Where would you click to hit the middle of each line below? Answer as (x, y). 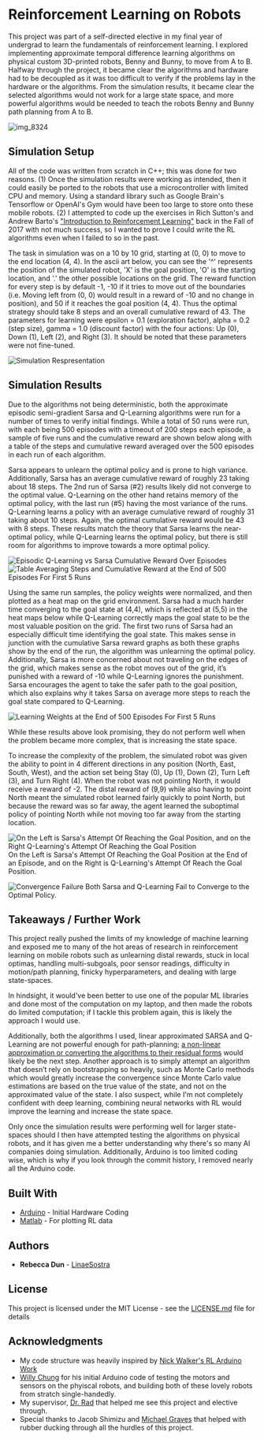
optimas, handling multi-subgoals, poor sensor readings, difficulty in (119, 964)
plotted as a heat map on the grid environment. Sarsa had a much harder (126, 601)
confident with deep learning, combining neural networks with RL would (125, 1103)
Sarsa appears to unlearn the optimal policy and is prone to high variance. (128, 470)
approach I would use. (44, 1021)
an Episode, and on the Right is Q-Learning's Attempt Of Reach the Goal (125, 863)
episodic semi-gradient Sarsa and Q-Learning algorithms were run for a (125, 412)
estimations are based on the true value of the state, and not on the (117, 1086)
